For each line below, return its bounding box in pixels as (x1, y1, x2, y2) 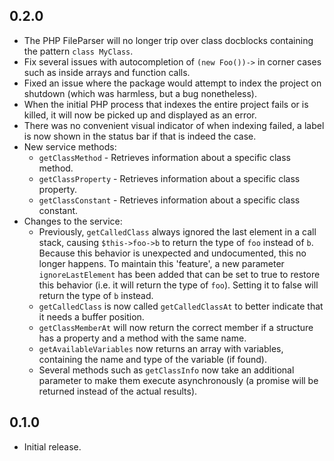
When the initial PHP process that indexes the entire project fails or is (23, 98, 309, 110)
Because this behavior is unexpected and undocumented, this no (38, 247, 307, 259)
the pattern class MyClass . (23, 45, 134, 57)
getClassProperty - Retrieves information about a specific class (38, 172, 301, 184)
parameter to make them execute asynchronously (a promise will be (38, 374, 319, 386)
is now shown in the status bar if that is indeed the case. (23, 130, 257, 142)
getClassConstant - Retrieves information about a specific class (38, 194, 301, 206)
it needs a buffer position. (38, 310, 145, 323)
